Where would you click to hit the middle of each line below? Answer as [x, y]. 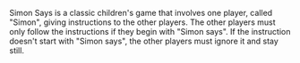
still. [17, 51]
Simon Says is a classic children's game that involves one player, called [141, 13]
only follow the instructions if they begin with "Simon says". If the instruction [150, 31]
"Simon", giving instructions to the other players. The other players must [142, 22]
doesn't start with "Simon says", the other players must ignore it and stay [144, 41]
